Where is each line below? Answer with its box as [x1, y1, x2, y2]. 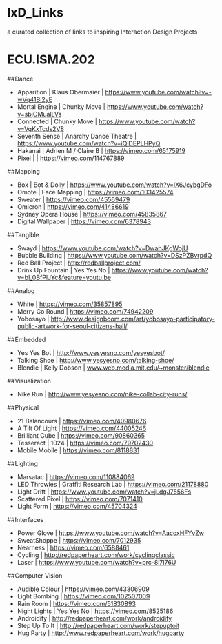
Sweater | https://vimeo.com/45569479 [17, 195, 130, 203]
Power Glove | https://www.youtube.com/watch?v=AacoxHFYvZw [17, 529, 205, 537]
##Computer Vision [7, 571, 63, 580]
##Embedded [7, 335, 46, 343]
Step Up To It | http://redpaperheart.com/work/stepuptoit [17, 621, 180, 630]
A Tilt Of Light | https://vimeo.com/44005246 [17, 424, 147, 432]
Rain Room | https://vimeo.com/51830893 [17, 599, 137, 607]
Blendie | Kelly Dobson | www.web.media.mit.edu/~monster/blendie [17, 363, 210, 372]
